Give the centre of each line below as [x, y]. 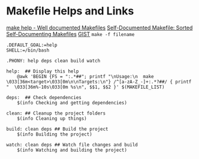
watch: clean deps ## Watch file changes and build [72, 145]
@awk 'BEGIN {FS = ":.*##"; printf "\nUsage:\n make [85, 76]
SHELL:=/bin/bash [28, 50]
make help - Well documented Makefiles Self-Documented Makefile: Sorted [99, 28]
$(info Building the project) [55, 134]
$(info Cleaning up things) [52, 118]
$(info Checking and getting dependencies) [72, 103]
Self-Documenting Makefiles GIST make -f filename [70, 34]
